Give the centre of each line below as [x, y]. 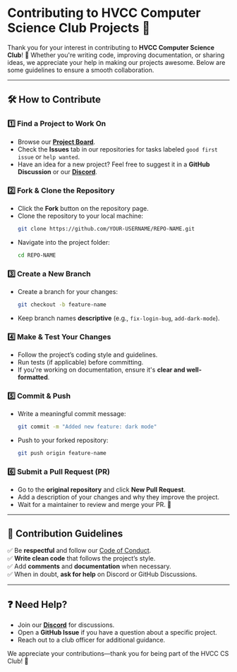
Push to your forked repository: [63, 440]
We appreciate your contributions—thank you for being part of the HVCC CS [118, 654]
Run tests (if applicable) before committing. [80, 362]
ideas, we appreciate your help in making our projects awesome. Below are [116, 62]
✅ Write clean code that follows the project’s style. [81, 558]
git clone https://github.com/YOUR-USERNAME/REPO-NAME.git [106, 228]
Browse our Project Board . [56, 142]
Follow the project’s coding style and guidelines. [87, 355]
